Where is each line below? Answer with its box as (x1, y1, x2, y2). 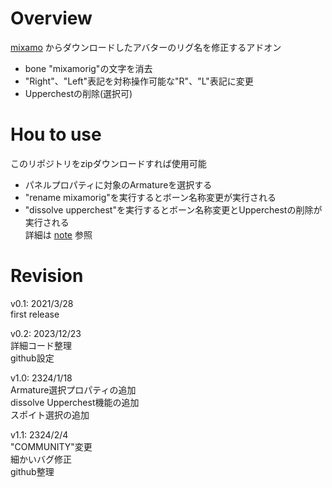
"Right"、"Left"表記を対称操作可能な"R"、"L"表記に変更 (24, 75, 254, 87)
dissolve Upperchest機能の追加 (10, 396, 140, 408)
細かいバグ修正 (10, 453, 72, 465)
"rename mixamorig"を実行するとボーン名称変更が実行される (24, 191, 277, 203)
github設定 (10, 352, 55, 364)
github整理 (10, 465, 55, 477)
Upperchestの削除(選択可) (24, 87, 133, 99)
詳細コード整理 (10, 339, 72, 351)
